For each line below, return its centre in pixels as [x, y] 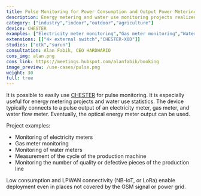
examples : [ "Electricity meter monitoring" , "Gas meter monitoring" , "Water [101, 34]
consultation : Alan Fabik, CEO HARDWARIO [59, 51]
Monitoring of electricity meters [54, 137]
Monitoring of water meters [48, 150]
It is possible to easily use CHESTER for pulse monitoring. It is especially [95, 95]
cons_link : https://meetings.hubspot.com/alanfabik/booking [83, 61]
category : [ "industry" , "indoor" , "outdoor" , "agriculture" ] [80, 23]
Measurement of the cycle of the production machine [80, 156]
